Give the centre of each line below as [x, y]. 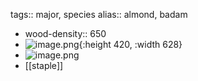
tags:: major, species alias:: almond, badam [99, 14]
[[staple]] [44, 65]
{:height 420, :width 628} [130, 44]
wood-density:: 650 [65, 33]
